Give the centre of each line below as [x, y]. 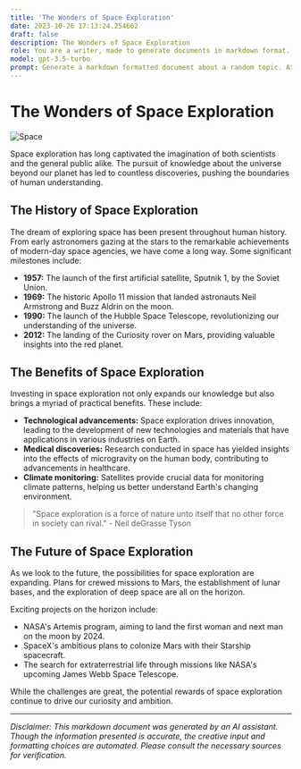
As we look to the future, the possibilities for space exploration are [132, 573]
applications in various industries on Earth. [101, 440]
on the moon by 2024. [64, 637]
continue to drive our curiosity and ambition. [92, 701]
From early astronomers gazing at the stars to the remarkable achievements [150, 241]
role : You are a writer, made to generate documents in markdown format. [150, 51]
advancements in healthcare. [76, 468]
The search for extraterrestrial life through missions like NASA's [140, 665]
